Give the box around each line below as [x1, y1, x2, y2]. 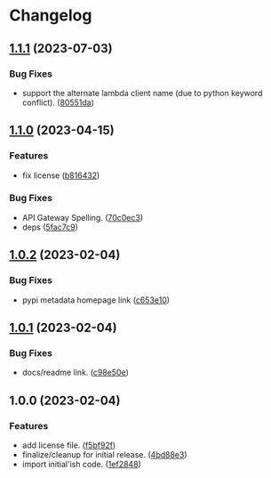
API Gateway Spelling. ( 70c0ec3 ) [21, 212, 144, 223]
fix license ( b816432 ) [21, 170, 100, 181]
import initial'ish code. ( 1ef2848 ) [21, 458, 142, 469]
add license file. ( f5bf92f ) [21, 440, 116, 450]
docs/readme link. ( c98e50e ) [21, 367, 129, 378]
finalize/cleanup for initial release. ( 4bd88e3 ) [21, 449, 188, 459]
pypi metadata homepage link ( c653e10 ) [21, 295, 171, 305]
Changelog [9, 5, 92, 26]
